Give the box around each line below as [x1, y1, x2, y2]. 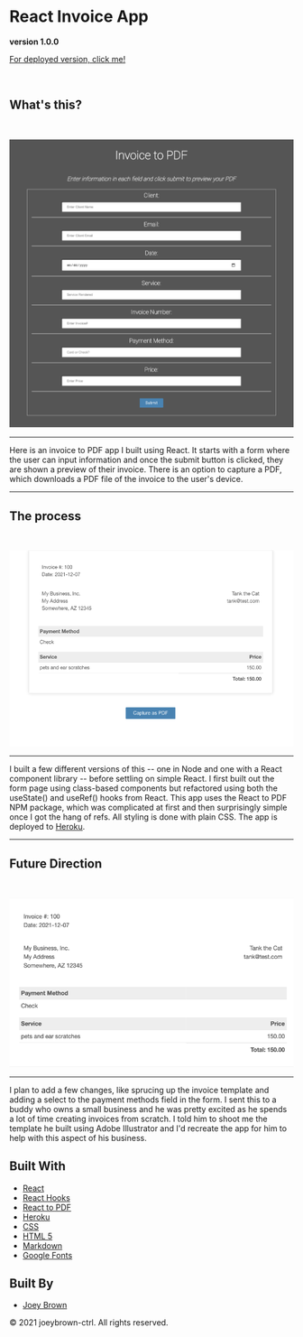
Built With [9, 1158, 66, 1175]
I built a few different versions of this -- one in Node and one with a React [9, 764, 282, 775]
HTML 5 [22, 1230, 53, 1241]
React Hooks [22, 1192, 70, 1202]
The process [9, 508, 82, 524]
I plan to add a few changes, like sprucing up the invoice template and [9, 1084, 270, 1095]
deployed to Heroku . [9, 822, 86, 832]
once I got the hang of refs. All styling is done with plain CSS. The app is [9, 812, 278, 822]
